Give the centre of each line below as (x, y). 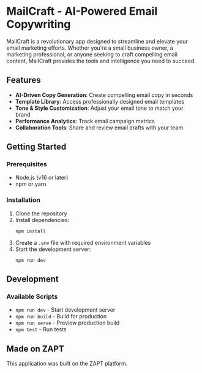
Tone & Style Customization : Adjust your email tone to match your (99, 108)
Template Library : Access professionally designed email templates (100, 101)
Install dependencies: (42, 220)
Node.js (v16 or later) (42, 178)
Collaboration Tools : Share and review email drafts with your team (99, 128)
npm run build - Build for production (61, 317)
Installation (24, 200)
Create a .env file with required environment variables (83, 242)
